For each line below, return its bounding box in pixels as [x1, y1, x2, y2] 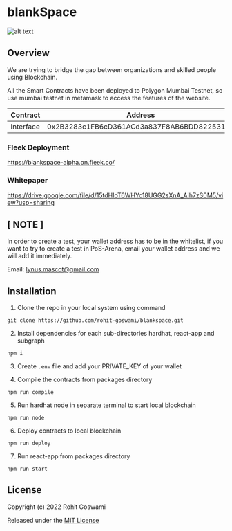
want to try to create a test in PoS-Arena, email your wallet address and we [7, 244, 220, 253]
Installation [7, 285, 57, 297]
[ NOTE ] [7, 219, 44, 231]
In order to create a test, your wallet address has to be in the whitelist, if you [7, 237, 224, 246]
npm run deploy [7, 440, 51, 447]
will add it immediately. [7, 252, 72, 260]
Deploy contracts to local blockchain [17, 426, 122, 435]
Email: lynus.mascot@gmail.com [7, 265, 99, 273]
